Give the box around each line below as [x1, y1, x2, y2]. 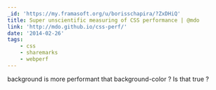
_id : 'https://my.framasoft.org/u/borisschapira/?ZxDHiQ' [7, 10, 181, 17]
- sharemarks [20, 50, 58, 57]
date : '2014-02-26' [7, 29, 65, 37]
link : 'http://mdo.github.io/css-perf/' [7, 23, 128, 30]
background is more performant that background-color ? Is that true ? [7, 75, 210, 83]
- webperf [20, 56, 49, 63]
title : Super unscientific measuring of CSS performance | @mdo [7, 17, 200, 24]
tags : [7, 36, 23, 43]
